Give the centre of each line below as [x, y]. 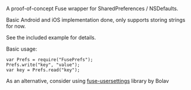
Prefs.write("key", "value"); [43, 65]
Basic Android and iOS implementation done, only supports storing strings [96, 20]
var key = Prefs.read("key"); [43, 70]
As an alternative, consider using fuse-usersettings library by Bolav [88, 81]
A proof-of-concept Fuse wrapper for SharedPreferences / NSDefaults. [92, 9]
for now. [16, 26]
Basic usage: [22, 49]
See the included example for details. [51, 37]
